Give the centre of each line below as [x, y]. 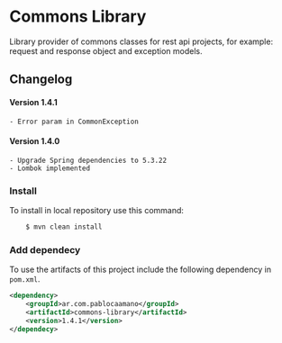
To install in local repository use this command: [97, 211]
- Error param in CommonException [74, 122]
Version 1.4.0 [35, 141]
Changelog [41, 80]
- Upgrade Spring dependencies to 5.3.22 [88, 160]
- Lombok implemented [50, 168]
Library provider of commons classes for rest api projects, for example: [141, 41]
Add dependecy [45, 249]
